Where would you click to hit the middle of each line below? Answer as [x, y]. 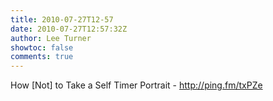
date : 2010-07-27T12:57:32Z [69, 29]
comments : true [42, 57]
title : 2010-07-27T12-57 [62, 19]
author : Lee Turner [51, 38]
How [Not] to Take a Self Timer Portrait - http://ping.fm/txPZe [136, 85]
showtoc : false [42, 47]
